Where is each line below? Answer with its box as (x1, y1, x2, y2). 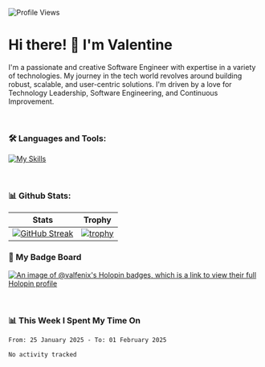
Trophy (83, 214, 112, 225)
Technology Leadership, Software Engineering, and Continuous (8, 88, 218, 97)
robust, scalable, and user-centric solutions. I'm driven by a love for (8, 79, 232, 89)
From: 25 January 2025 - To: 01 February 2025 (8, 336, 167, 344)
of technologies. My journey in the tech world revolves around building (8, 71, 243, 80)
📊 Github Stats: (8, 190, 71, 201)
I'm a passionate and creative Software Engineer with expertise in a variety (8, 62, 256, 72)
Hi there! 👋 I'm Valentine (8, 36, 173, 54)
